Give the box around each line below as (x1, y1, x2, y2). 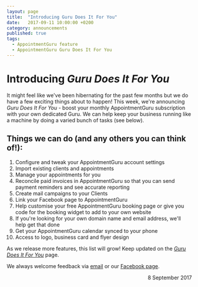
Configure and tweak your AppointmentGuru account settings (15, 158, 165, 165)
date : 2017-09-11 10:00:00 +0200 (6, 19, 94, 25)
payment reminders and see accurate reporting (15, 183, 130, 191)
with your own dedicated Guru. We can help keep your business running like (6, 110, 192, 118)
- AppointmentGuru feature (12, 42, 78, 48)
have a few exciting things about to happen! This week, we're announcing (6, 98, 185, 105)
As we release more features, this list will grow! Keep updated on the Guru (6, 245, 186, 252)
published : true (6, 31, 46, 36)
